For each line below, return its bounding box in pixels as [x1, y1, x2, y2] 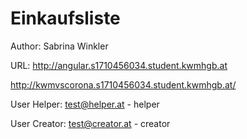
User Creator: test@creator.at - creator [10, 117, 171, 129]
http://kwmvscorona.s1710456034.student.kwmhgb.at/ [10, 78, 237, 91]
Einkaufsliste [10, 7, 121, 30]
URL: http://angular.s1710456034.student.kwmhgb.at [10, 59, 228, 71]
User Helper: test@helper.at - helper [10, 98, 160, 110]
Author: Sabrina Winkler [10, 40, 109, 52]
